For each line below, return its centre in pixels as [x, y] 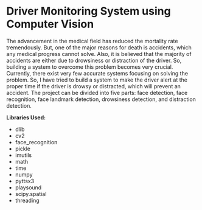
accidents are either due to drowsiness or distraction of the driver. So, [94, 60]
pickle [23, 149]
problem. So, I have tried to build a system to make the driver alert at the [97, 80]
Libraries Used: [26, 117]
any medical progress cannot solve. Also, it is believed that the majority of [99, 54]
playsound [28, 187]
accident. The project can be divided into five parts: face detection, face [97, 93]
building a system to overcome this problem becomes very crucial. [90, 67]
